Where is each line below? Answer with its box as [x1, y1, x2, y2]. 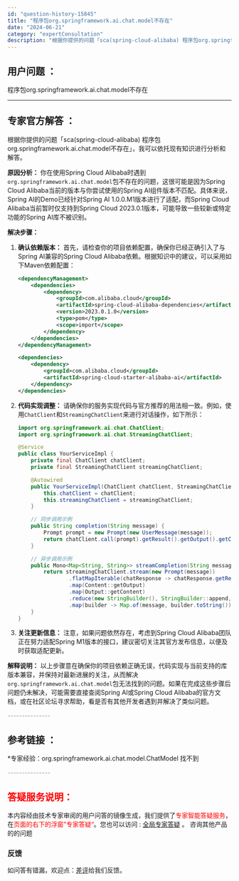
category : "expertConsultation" [7, 30, 103, 38]
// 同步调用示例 [31, 516, 73, 523]
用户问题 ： [7, 65, 57, 77]
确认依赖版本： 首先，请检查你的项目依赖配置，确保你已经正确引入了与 [17, 243, 225, 252]
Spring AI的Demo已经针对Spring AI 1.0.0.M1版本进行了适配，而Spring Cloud [7, 195, 230, 203]
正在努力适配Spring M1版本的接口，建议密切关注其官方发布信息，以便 [17, 637, 222, 646]
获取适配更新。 [23, 646, 68, 655]
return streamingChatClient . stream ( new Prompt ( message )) [43, 568, 216, 576]
